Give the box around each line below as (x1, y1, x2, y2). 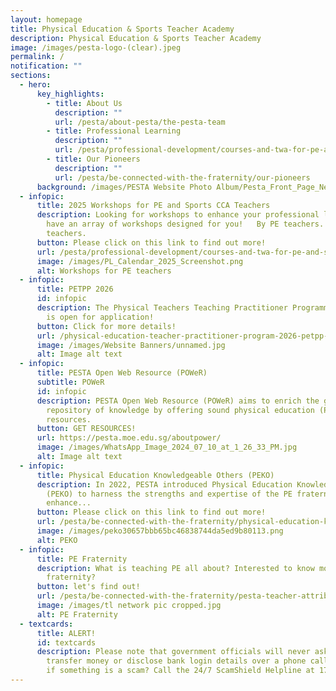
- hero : (19, 80, 52, 90)
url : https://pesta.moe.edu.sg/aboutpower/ (36, 433, 222, 443)
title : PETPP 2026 (36, 284, 114, 295)
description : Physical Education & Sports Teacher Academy (10, 33, 262, 43)
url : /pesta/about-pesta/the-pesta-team (54, 117, 226, 127)
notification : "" (10, 61, 83, 71)
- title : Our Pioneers (46, 154, 141, 164)
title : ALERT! (36, 628, 97, 638)
